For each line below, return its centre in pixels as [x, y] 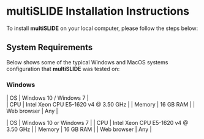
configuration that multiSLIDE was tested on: [63, 69]
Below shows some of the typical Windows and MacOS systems [87, 62]
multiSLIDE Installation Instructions [98, 11]
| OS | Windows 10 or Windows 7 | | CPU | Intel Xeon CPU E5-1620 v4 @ [97, 123]
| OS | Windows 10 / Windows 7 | [47, 98]
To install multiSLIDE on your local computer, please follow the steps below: [102, 28]
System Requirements [50, 47]
